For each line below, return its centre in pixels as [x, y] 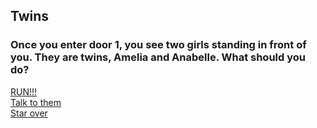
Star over [29, 113]
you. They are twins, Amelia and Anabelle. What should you [158, 57]
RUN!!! [24, 91]
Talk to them [36, 102]
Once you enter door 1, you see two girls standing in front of [158, 45]
